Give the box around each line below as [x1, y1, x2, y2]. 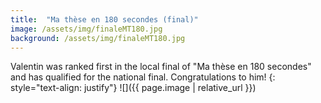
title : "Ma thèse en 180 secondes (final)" [10, 14, 199, 25]
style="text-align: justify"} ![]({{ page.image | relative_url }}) [10, 82, 257, 94]
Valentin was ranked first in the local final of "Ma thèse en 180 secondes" [10, 61, 312, 73]
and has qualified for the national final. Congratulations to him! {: [10, 71, 276, 83]
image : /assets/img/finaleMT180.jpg [10, 24, 163, 34]
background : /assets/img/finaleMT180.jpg [10, 33, 186, 43]
